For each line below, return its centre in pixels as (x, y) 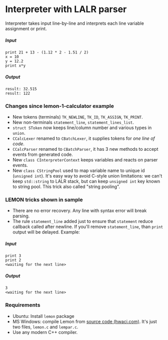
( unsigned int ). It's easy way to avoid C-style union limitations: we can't (87, 176)
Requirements (23, 305)
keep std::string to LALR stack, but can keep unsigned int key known (86, 181)
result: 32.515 (21, 89)
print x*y (16, 66)
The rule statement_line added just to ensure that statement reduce (83, 221)
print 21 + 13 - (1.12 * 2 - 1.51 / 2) (47, 52)
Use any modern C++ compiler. (45, 332)
